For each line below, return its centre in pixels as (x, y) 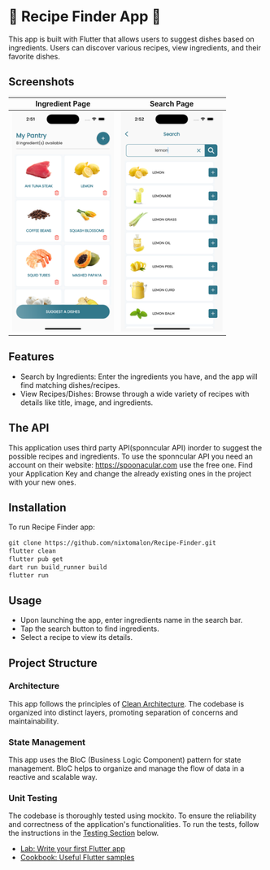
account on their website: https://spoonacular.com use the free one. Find (131, 465)
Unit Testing (33, 798)
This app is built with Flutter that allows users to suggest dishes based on (131, 39)
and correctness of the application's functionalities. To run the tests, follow (134, 824)
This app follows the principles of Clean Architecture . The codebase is (126, 703)
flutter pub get (36, 559)
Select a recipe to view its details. (76, 637)
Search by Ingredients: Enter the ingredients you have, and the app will (139, 376)
